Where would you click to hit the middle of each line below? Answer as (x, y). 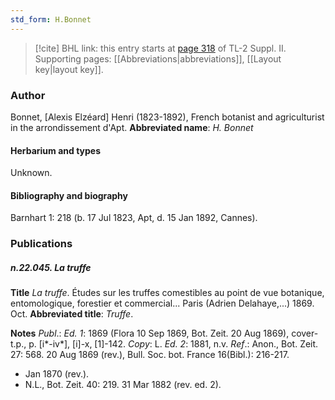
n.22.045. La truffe (51, 267)
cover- (305, 333)
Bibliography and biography (69, 195)
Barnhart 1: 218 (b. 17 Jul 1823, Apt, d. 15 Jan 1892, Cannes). (134, 218)
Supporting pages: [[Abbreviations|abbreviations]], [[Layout (158, 58)
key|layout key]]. (69, 69)
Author (28, 95)
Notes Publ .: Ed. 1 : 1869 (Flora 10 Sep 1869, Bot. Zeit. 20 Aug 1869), (150, 333)
